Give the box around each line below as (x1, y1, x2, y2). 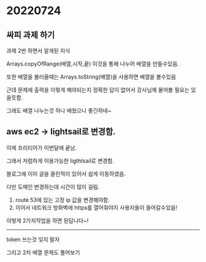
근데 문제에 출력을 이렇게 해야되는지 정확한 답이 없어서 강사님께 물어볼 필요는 (6, 87, 190, 93)
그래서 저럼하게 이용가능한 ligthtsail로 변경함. (6, 157, 115, 164)
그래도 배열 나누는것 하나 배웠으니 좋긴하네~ (6, 107, 112, 114)
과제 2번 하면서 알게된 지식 (6, 47, 71, 54)
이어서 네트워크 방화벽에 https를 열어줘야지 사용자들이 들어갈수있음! (15, 204, 178, 211)
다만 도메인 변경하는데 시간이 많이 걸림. (6, 183, 100, 190)
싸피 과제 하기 (6, 29, 55, 40)
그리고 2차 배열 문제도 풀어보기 (6, 249, 80, 256)
